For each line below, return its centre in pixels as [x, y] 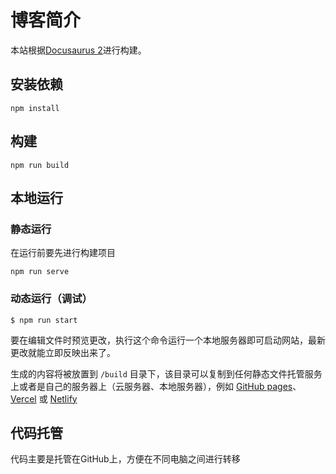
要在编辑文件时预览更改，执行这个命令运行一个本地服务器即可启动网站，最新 [168, 340]
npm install [35, 108]
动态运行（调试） [51, 299]
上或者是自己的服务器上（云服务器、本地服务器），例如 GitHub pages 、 [156, 386]
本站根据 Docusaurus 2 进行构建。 [78, 50]
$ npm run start [44, 320]
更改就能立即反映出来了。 [63, 352]
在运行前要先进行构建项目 [63, 253]
